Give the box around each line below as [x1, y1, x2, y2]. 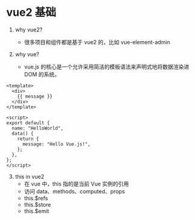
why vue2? [15, 25, 43, 33]
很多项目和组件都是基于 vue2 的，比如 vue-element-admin [24, 38, 171, 45]
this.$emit [24, 207, 50, 215]
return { [17, 136, 39, 142]
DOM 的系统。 [24, 70, 60, 78]
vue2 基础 [6, 5, 56, 19]
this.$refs [24, 195, 48, 202]
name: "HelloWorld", [12, 125, 64, 131]
